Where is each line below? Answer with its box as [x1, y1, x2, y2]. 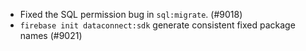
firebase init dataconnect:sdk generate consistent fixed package [19, 19, 296, 31]
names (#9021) [19, 30, 83, 41]
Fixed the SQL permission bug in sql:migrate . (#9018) [19, 9, 243, 20]
